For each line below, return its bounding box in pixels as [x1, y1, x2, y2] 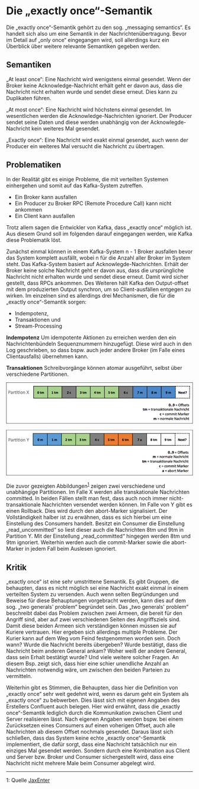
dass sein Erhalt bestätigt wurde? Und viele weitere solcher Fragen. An [6, 654, 179, 661]
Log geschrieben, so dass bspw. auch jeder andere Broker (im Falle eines [6, 346, 185, 353]
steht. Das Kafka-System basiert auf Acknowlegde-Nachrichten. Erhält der [6, 260, 188, 267]
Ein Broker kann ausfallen [14, 193, 77, 200]
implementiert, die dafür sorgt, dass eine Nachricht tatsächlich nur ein [6, 741, 177, 748]
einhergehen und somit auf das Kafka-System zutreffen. [6, 182, 143, 189]
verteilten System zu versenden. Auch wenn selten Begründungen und [6, 591, 179, 598]
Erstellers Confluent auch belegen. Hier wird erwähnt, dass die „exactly [6, 703, 181, 710]
